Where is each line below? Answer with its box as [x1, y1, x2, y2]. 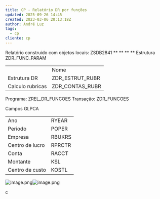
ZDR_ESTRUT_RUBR [51, 74, 100, 82]
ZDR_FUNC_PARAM [5, 55, 47, 61]
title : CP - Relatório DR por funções [5, 7, 87, 13]
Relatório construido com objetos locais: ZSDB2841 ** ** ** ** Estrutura [5, 49, 155, 56]
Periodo [8, 125, 27, 132]
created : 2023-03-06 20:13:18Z [5, 17, 71, 22]
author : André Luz [5, 21, 44, 27]
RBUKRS [51, 133, 72, 140]
